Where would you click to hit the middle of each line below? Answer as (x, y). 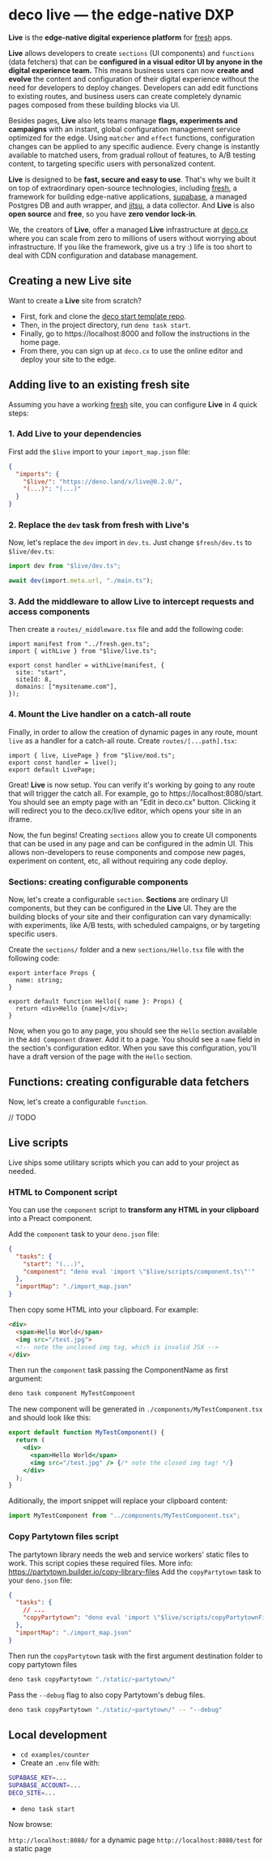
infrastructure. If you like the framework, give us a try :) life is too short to (130, 247)
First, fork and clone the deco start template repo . (103, 316)
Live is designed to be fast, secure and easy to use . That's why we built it (132, 179)
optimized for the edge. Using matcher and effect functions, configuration (132, 138)
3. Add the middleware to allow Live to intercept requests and (131, 602)
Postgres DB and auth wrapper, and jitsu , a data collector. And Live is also (132, 205)
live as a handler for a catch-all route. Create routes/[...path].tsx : (123, 741)
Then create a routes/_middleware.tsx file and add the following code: (126, 630)
